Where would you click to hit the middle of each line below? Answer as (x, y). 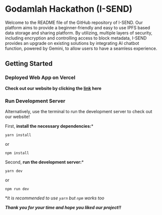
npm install (17, 153)
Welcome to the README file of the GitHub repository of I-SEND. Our (74, 22)
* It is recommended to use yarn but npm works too (55, 198)
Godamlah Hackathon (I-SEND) (69, 9)
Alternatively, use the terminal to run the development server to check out (79, 111)
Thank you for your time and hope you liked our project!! (63, 207)
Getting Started (29, 64)
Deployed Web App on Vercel (40, 78)
